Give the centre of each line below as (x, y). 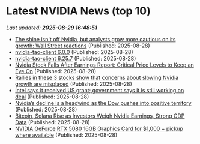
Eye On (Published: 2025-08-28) (56, 71)
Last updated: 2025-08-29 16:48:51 (52, 28)
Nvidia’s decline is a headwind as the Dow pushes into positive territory (103, 103)
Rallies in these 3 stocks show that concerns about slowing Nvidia (97, 77)
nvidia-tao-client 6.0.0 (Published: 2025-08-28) (74, 52)
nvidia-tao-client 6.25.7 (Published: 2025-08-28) (75, 58)
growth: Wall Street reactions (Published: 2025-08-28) (82, 46)
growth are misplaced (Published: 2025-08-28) (73, 84)
